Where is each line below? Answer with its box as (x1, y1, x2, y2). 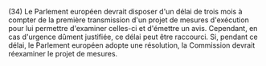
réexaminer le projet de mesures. (8, 49, 118, 58)
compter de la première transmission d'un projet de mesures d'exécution (8, 15, 249, 25)
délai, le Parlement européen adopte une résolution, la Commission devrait (8, 41, 256, 50)
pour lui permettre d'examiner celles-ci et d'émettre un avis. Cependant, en (8, 24, 258, 33)
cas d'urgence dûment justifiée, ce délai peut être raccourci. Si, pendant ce (8, 32, 259, 41)
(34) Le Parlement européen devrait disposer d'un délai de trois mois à (8, 7, 243, 16)
